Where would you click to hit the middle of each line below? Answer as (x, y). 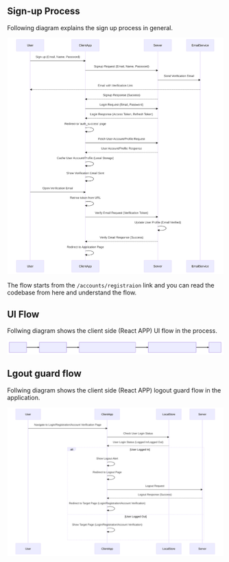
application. (24, 397)
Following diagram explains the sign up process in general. (90, 27)
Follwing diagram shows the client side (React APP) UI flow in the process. (112, 331)
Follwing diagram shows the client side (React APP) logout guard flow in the (114, 390)
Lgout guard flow (45, 374)
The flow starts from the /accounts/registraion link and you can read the (111, 285)
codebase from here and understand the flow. (72, 293)
